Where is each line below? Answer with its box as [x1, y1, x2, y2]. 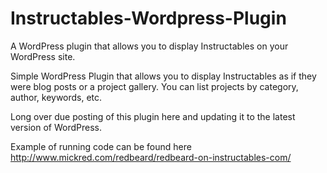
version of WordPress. [10, 121, 102, 133]
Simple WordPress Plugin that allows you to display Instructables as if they [10, 70, 317, 82]
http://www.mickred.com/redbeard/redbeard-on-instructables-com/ [10, 151, 292, 163]
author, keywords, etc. [10, 91, 103, 103]
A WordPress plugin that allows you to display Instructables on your [10, 40, 289, 52]
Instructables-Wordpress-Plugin [10, 7, 287, 30]
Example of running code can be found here [10, 140, 192, 152]
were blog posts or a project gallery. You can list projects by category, [10, 80, 299, 92]
